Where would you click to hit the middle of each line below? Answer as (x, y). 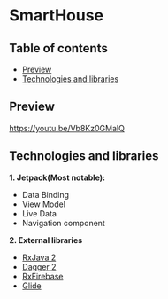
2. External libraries (46, 240)
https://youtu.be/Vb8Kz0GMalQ (67, 128)
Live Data (39, 213)
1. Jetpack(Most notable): (57, 177)
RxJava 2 (39, 257)
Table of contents (58, 48)
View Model (44, 204)
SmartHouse (57, 16)
